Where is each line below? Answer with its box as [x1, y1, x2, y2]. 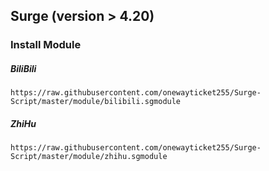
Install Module [10, 38, 82, 52]
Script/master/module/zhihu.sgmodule [10, 152, 168, 162]
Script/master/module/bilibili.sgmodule [10, 97, 182, 107]
